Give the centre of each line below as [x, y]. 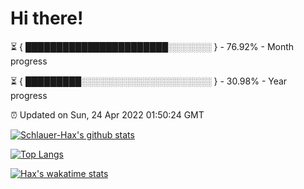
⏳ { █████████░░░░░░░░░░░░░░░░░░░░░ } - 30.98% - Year [149, 81]
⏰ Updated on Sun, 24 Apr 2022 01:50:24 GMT [107, 114]
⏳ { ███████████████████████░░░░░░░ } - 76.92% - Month [152, 46]
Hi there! [47, 18]
